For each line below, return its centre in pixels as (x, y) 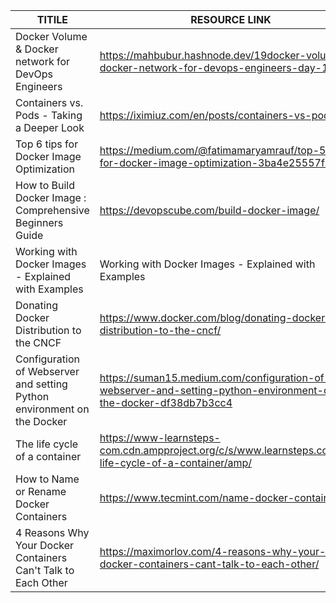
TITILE (52, 19)
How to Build (45, 185)
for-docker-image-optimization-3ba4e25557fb (215, 162)
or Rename (41, 491)
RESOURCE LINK (231, 19)
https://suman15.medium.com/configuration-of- (215, 377)
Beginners (39, 222)
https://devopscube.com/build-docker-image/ (209, 210)
